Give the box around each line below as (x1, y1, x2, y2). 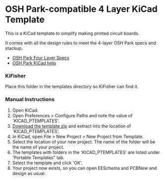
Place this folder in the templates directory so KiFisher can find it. (5, 84, 139, 90)
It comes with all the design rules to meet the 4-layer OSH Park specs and (5, 40, 156, 45)
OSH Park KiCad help (12, 60, 56, 66)
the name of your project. (12, 144, 64, 150)
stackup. (5, 45, 23, 51)
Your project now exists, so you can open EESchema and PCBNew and (12, 165, 157, 171)
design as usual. (12, 170, 46, 176)
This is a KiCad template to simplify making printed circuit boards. (5, 30, 140, 36)
